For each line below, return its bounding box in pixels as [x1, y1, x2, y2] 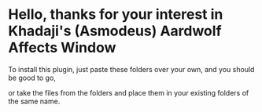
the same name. [8, 96, 61, 106]
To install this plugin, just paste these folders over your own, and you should [8, 64, 255, 74]
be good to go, [8, 73, 57, 82]
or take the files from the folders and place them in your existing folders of [8, 88, 249, 97]
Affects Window [8, 39, 116, 56]
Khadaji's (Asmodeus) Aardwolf [8, 22, 222, 40]
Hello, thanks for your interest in [8, 5, 223, 23]
